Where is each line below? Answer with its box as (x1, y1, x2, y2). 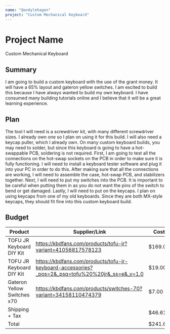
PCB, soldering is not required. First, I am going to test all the (29, 150, 156, 156)
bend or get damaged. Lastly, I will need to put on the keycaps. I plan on (5, 188, 155, 194)
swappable (5, 150, 28, 156)
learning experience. (5, 100, 49, 106)
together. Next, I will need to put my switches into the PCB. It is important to (5, 177, 163, 183)
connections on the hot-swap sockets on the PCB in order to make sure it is (5, 156, 163, 162)
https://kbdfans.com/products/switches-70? (35, 285, 143, 292)
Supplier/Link (73, 228, 106, 235)
